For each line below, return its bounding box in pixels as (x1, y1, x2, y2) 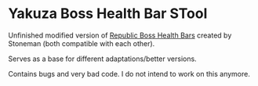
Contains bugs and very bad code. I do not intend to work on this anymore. (8, 69, 251, 78)
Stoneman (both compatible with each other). (8, 38, 155, 48)
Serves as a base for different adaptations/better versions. (8, 54, 198, 63)
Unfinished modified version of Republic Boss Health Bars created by (8, 30, 232, 40)
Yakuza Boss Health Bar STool (8, 5, 208, 23)
